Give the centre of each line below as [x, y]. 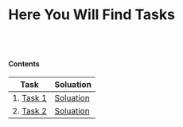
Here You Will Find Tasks [91, 15]
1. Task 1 [30, 98]
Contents [24, 63]
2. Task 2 [30, 111]
